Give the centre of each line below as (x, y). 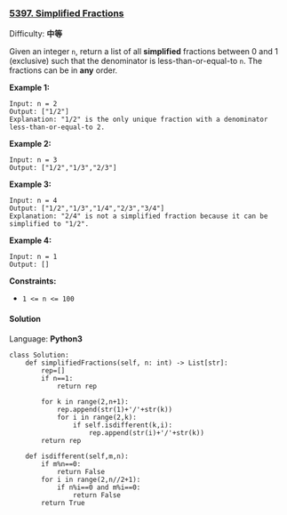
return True (64, 503)
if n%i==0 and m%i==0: (99, 487)
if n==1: (57, 378)
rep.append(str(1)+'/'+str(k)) (115, 409)
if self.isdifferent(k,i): (123, 425)
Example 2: (30, 144)
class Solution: (39, 355)
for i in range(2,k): (97, 417)
